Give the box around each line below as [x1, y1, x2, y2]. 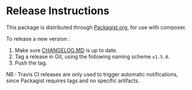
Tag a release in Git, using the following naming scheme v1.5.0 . [14, 53, 170, 60]
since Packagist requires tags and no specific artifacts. [6, 77, 140, 84]
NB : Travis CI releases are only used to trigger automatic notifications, [6, 70, 178, 78]
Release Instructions [6, 4, 110, 18]
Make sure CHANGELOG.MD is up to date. [14, 46, 118, 54]
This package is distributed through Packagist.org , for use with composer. [6, 24, 187, 31]
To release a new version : [6, 35, 70, 42]
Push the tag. [14, 59, 47, 66]
